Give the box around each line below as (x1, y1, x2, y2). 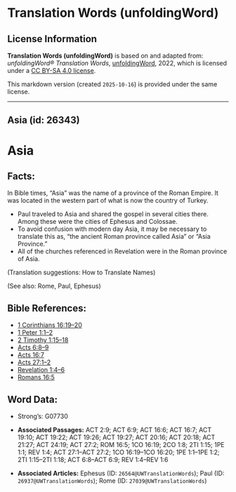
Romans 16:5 (17, 373, 55, 382)
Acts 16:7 (17, 351, 44, 359)
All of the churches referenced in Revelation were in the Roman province (17, 247, 228, 255)
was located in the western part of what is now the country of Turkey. (7, 197, 209, 205)
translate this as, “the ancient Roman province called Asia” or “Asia (17, 232, 211, 241)
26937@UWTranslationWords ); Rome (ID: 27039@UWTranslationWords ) (17, 477, 207, 485)
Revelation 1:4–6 (17, 366, 65, 374)
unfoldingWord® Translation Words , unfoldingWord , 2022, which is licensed (7, 59, 227, 67)
